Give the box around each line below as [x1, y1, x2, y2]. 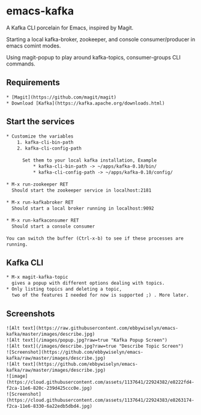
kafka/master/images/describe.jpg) [6, 332, 95, 338]
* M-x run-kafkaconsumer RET [6, 217, 79, 223]
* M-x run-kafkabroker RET [6, 199, 74, 205]
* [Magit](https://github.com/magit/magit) [6, 94, 117, 100]
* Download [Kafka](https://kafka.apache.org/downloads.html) [6, 100, 165, 106]
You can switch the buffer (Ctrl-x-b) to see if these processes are [6, 235, 184, 241]
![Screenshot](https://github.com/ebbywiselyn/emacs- [6, 350, 144, 356]
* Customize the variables [6, 133, 74, 139]
